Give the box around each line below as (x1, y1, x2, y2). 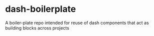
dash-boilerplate (5, 3, 76, 15)
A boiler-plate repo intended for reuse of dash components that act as (5, 20, 149, 26)
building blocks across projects (5, 25, 70, 31)
